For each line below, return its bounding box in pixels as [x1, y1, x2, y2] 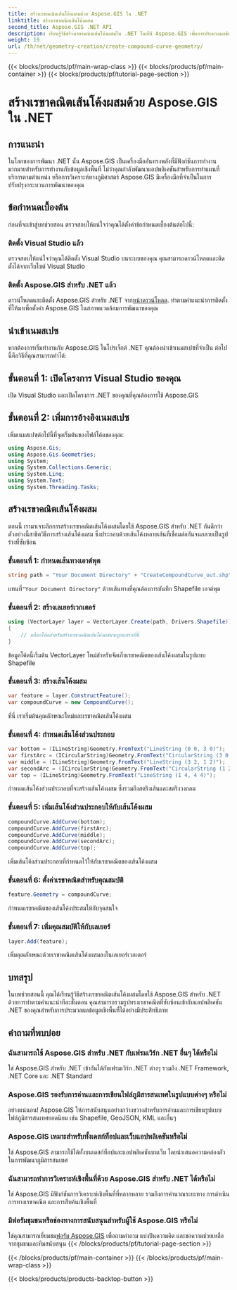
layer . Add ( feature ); [8, 937, 69, 945]
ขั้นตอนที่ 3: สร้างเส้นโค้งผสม [8, 676, 87, 686]
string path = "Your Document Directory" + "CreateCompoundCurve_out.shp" [8, 571, 232, 579]
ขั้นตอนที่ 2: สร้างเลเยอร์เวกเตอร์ [8, 602, 96, 612]
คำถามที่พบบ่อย [8, 1027, 60, 1039]
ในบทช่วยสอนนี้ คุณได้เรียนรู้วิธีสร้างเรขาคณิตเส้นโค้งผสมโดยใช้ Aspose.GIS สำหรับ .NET [8, 990, 221, 999]
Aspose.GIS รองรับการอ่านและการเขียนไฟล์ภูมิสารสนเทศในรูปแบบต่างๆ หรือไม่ [8, 1089, 227, 1099]
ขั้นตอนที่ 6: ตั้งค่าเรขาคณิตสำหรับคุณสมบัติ [8, 875, 124, 885]
